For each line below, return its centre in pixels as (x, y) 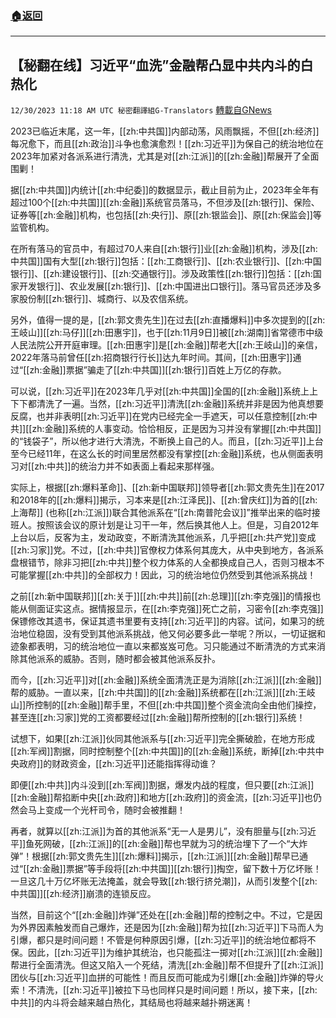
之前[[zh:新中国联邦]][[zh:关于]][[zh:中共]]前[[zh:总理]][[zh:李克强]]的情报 (161, 596)
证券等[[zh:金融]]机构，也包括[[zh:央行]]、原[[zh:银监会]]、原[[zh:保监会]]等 (166, 215)
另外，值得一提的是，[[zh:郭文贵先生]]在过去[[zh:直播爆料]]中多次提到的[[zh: (168, 320)
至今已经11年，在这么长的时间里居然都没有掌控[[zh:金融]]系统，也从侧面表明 (166, 454)
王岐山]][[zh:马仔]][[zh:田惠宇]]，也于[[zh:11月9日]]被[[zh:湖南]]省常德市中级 (167, 333)
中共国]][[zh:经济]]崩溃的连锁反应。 (83, 894)
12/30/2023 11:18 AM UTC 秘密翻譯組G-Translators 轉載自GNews (141, 110)
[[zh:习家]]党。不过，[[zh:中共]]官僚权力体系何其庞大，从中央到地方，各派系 (167, 550)
